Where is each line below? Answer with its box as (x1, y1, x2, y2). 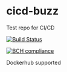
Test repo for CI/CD (6, 24, 55, 31)
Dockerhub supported (6, 59, 62, 66)
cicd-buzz (6, 4, 59, 18)
